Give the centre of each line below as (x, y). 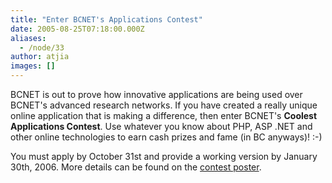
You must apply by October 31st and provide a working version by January (164, 156)
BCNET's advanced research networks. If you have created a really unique (164, 105)
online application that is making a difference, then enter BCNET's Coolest (164, 115)
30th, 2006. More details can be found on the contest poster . (136, 167)
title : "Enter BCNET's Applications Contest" (106, 19)
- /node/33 (42, 47)
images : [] (33, 66)
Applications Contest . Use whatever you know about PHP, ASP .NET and (161, 126)
